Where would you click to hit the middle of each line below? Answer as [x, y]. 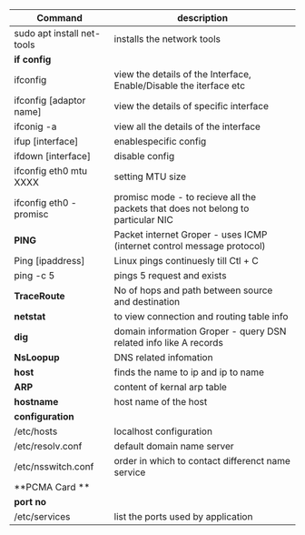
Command [60, 18]
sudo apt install [46, 33]
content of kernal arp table [170, 387]
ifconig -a [35, 126]
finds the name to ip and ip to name [189, 372]
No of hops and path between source [193, 290]
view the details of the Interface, [182, 74]
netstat [30, 316]
